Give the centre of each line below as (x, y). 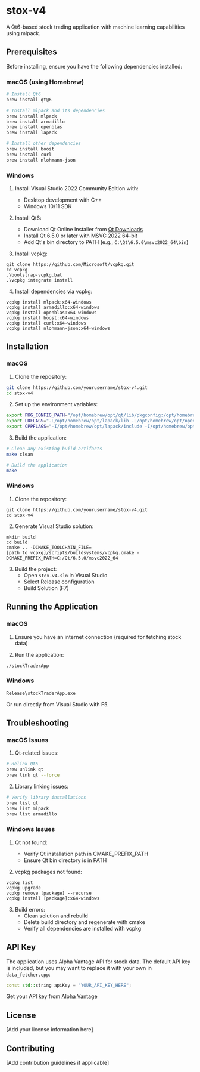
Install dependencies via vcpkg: (54, 291)
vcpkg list (20, 883)
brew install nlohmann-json (41, 160)
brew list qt (22, 803)
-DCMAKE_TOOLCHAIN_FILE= (61, 547)
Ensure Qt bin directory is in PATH (65, 860)
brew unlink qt (25, 770)
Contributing (30, 1048)
